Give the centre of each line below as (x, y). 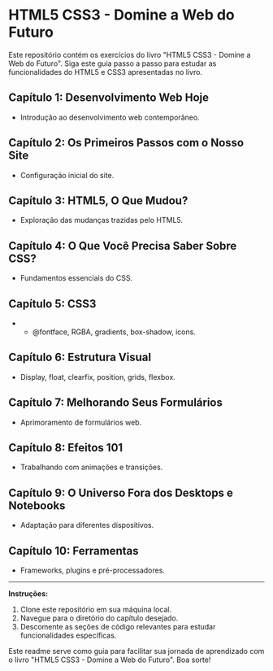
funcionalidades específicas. (68, 635)
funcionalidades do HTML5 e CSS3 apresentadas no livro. (106, 72)
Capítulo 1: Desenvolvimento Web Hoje (109, 98)
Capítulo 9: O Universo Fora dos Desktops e (121, 492)
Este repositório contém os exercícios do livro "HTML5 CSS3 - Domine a (130, 54)
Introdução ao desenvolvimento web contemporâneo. (110, 117)
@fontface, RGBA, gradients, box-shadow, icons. (114, 332)
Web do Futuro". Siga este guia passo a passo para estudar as (113, 63)
